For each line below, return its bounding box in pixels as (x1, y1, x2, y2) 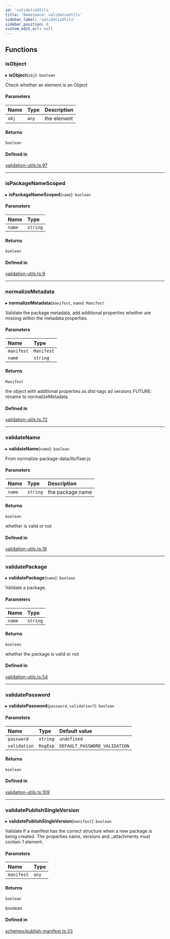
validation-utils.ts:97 (5, 162, 48, 168)
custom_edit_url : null (5, 26, 53, 32)
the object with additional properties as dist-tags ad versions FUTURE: (5, 388, 152, 395)
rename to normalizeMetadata (5, 393, 68, 400)
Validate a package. (5, 585, 47, 591)
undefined (59, 736, 83, 742)
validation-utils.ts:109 (5, 789, 50, 795)
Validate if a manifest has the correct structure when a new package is (5, 828, 153, 834)
